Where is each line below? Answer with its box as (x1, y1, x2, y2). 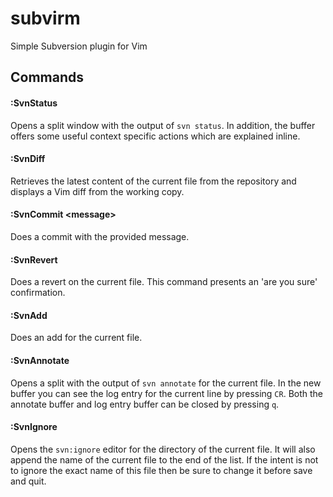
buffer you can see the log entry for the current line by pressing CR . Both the (10, 387, 324, 399)
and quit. (10, 475, 47, 487)
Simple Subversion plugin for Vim (10, 40, 148, 52)
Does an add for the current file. (10, 332, 143, 344)
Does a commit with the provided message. (10, 230, 190, 242)
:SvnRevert (10, 253, 58, 266)
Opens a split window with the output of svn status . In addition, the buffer (10, 119, 316, 131)
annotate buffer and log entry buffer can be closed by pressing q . (10, 398, 280, 410)
